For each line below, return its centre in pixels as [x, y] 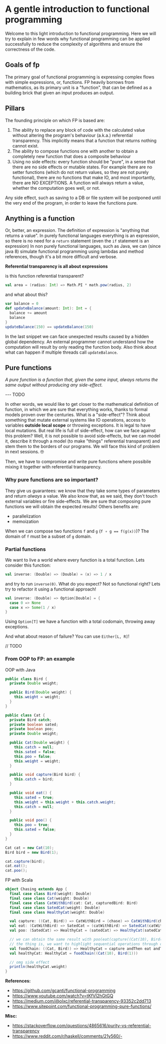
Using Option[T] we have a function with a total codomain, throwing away [80, 621]
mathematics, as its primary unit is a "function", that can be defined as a [79, 87]
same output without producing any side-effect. [54, 385]
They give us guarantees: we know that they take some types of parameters [83, 491]
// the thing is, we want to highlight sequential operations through [84, 944]
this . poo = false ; [33, 756]
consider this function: [28, 565]
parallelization [26, 516]
